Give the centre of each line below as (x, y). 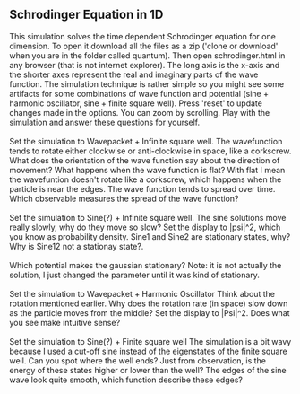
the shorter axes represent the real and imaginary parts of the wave (134, 74)
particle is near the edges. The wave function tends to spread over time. (142, 188)
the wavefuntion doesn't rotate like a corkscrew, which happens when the (146, 179)
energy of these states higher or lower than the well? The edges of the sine (148, 370)
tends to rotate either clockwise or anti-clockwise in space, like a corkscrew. (150, 151)
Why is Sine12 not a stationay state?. (77, 246)
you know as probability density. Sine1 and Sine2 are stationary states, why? (150, 236)
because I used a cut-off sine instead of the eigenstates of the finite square (149, 351)
